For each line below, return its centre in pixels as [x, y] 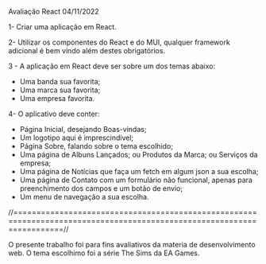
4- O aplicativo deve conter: [54, 114]
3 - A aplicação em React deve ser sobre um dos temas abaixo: [112, 66]
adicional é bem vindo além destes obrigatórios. [87, 50]
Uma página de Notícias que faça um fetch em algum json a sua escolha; [139, 171]
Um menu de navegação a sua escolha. [84, 197]
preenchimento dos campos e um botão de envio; [101, 188]
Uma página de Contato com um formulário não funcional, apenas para [136, 180]
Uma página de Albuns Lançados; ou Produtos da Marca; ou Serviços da [139, 155]
